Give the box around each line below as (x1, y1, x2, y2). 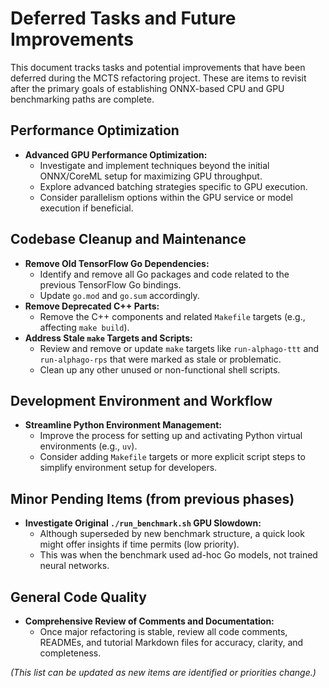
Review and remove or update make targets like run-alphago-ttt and (39, 342, 320, 354)
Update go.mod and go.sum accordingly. (39, 289, 200, 301)
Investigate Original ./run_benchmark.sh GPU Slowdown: (24, 517, 262, 529)
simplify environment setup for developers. (39, 462, 218, 474)
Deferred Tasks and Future (10, 7, 237, 30)
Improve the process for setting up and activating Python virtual (39, 430, 303, 442)
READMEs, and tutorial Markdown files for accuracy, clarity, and (39, 637, 304, 648)
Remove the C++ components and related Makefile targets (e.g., (39, 310, 306, 322)
